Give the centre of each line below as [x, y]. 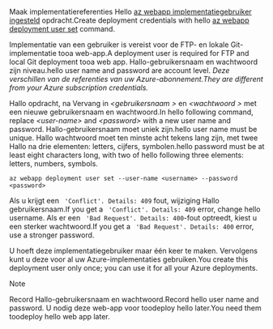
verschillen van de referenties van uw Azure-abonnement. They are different [136, 79]
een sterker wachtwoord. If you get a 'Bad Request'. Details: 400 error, [132, 226]
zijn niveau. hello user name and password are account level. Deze [119, 70]
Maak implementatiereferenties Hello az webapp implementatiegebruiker [130, 12]
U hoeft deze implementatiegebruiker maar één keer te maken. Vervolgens [134, 251]
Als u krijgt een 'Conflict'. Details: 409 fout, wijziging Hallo [114, 201]
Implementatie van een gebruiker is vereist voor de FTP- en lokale [119, 45]
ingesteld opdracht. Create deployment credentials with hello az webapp [129, 20]
